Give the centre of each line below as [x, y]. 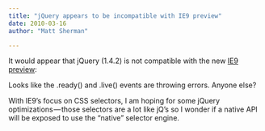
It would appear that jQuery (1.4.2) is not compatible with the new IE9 [123, 61]
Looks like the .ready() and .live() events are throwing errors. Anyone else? [132, 85]
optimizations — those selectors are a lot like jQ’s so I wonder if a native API [133, 109]
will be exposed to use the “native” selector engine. [94, 118]
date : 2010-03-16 [38, 23]
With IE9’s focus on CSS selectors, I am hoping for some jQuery [114, 101]
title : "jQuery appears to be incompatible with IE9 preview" [115, 16]
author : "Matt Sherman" [48, 31]
